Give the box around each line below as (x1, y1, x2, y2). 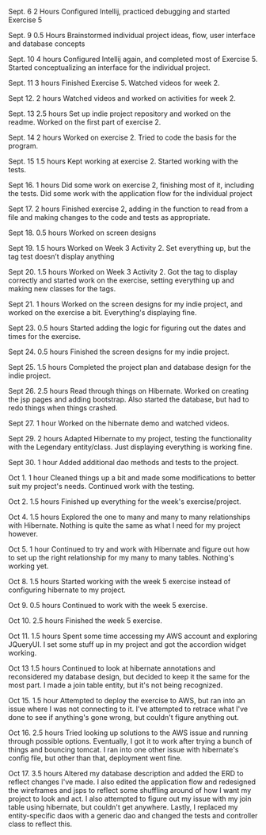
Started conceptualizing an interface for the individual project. (8, 63, 211, 72)
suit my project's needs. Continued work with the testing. (8, 482, 195, 491)
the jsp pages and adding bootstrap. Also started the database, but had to (8, 394, 249, 404)
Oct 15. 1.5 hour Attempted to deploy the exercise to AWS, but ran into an (8, 696, 245, 705)
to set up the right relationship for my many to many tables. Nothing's (8, 553, 235, 562)
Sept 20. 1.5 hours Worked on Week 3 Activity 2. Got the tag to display (8, 267, 237, 276)
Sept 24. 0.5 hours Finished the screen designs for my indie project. (8, 347, 230, 356)
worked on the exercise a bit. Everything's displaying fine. (8, 308, 197, 317)
